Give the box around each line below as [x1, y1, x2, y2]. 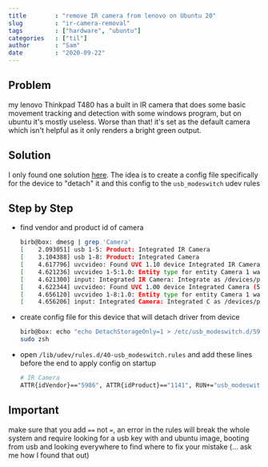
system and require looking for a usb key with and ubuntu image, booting [8, 433, 250, 443]
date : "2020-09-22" [8, 49, 106, 57]
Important [8, 404, 59, 417]
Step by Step [8, 202, 74, 215]
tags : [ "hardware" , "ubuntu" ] [8, 26, 142, 34]
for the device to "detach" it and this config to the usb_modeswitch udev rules [8, 178, 261, 188]
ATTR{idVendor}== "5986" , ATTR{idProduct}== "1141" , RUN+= [19, 381, 214, 389]
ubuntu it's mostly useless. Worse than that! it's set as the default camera [8, 117, 250, 127]
